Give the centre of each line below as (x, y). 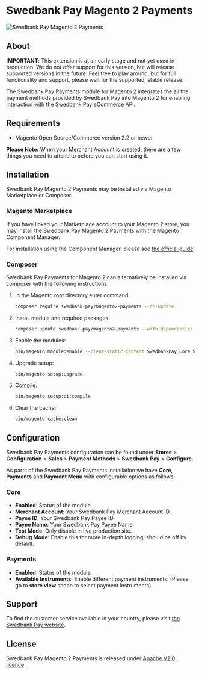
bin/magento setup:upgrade (49, 374)
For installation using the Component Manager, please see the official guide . (101, 249)
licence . (16, 665)
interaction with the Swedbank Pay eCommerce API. (71, 104)
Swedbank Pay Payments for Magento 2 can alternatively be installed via (96, 277)
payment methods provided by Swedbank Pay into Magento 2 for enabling (98, 97)
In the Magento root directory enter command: (72, 295)
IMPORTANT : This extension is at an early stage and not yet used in (90, 60)
